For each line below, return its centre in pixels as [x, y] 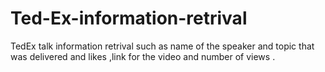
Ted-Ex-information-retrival [129, 18]
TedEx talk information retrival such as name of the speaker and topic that [162, 46]
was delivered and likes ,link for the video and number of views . [143, 56]
